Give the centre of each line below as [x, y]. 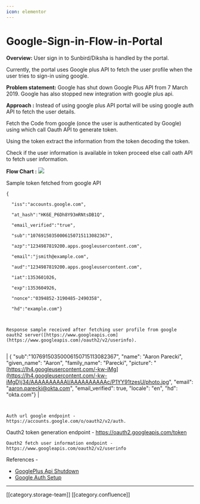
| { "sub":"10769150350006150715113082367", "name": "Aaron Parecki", [94, 357]
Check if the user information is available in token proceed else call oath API [99, 152]
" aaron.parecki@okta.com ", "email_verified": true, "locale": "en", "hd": [92, 388]
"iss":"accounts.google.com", [49, 204]
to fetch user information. [37, 159]
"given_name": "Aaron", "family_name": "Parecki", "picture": [79, 362]
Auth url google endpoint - [41, 416]
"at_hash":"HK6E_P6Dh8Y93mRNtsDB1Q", [58, 215]
